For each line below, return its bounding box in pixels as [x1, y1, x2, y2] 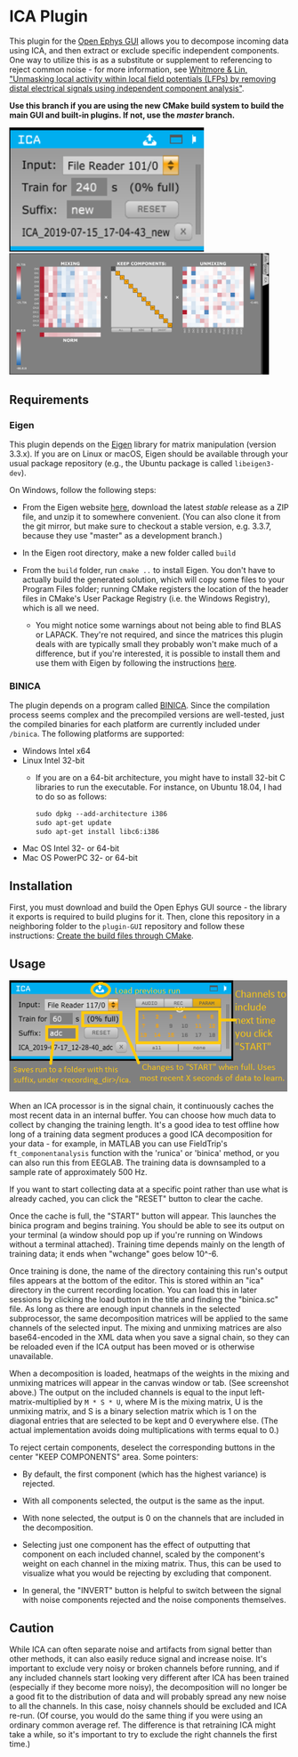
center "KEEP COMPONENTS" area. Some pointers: [9, 1452, 198, 1462]
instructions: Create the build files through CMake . [9, 930, 194, 941]
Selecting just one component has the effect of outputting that [21, 1540, 251, 1551]
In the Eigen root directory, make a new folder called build [21, 547, 237, 558]
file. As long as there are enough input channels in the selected [9, 1304, 241, 1315]
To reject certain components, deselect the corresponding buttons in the [9, 1442, 276, 1453]
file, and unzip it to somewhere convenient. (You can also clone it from [21, 512, 281, 522]
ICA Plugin [9, 6, 89, 27]
